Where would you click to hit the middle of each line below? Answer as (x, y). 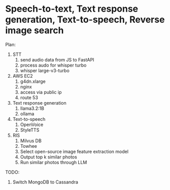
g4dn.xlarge (33, 81)
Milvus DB (31, 141)
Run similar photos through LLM (54, 162)
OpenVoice (32, 124)
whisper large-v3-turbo (45, 70)
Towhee (28, 146)
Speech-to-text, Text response (72, 9)
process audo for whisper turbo (53, 65)
